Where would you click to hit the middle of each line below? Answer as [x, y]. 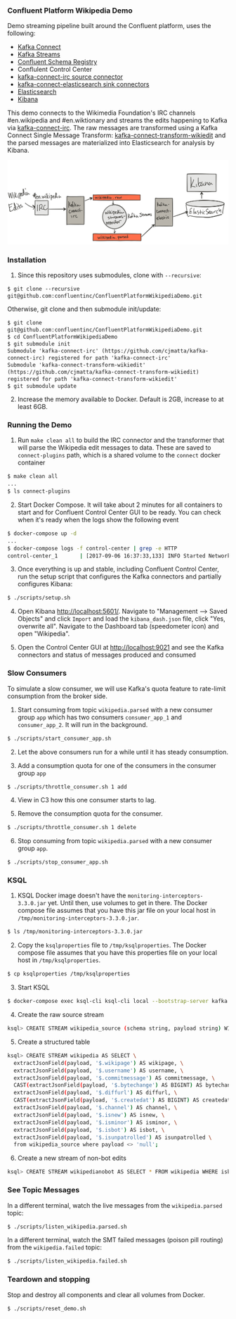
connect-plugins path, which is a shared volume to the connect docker [119, 455]
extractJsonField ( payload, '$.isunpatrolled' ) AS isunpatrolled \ [113, 1137]
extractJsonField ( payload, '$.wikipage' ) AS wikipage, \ [99, 1063]
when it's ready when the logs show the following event [98, 519]
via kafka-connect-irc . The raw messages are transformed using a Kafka [112, 128]
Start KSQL [34, 987]
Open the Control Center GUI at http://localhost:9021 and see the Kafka [120, 648]
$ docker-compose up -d [42, 534]
